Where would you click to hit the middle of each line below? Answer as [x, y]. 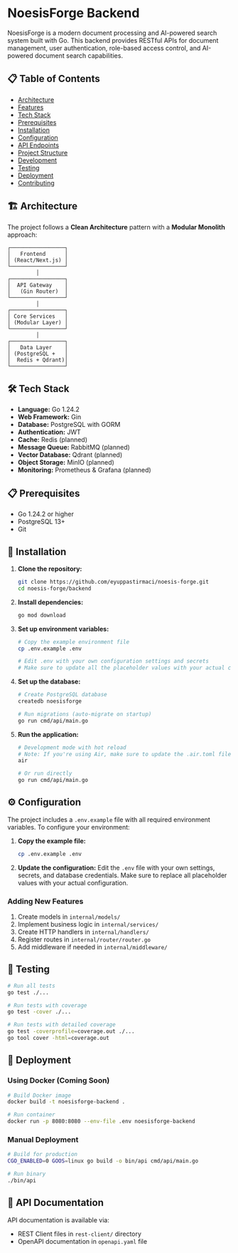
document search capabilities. [79, 56]
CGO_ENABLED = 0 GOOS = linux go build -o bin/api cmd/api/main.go [103, 1161]
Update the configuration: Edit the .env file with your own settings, [116, 867]
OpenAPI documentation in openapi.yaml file [82, 1241]
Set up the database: [49, 681]
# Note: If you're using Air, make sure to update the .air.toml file [124, 754]
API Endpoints [38, 145]
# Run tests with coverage [47, 1005]
